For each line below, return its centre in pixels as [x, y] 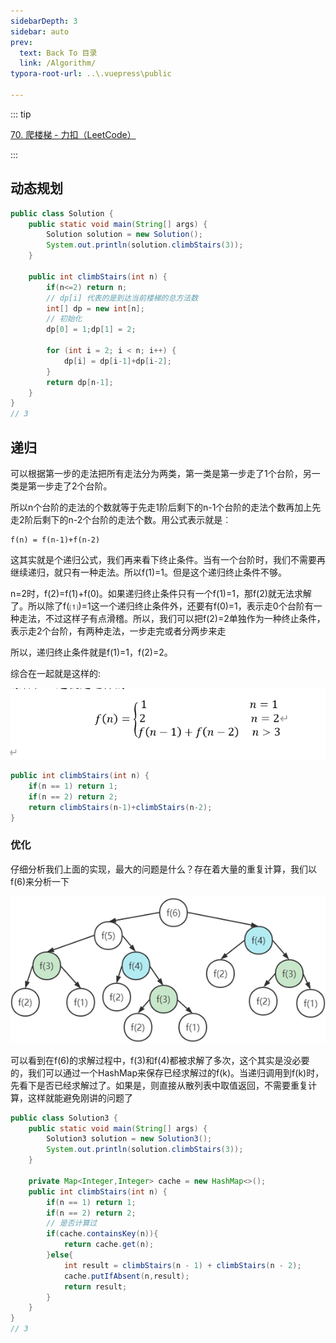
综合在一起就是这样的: [56, 673]
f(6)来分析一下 [40, 881]
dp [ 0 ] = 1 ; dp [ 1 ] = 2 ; [91, 330]
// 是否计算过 [72, 1223]
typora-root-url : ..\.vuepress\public [91, 74]
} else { [60, 1255]
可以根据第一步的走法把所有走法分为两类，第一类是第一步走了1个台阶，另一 [165, 473]
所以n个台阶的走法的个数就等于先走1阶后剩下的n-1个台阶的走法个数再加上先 [166, 507]
